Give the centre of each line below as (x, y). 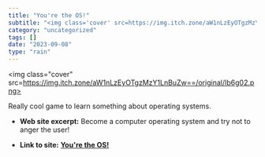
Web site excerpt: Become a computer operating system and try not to (135, 121)
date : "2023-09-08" (40, 45)
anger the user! (44, 130)
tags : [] (22, 37)
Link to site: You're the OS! (64, 145)
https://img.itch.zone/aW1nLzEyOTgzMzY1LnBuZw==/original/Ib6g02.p (138, 82)
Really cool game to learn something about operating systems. (110, 106)
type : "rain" (30, 52)
